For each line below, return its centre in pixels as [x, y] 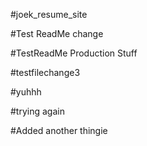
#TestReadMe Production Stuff [74, 53]
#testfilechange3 [45, 72]
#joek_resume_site [49, 14]
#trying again [37, 111]
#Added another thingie [59, 130]
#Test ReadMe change [57, 33]
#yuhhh [26, 92]
